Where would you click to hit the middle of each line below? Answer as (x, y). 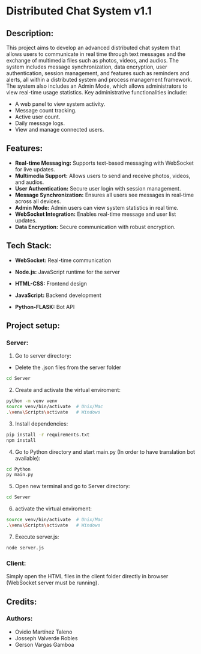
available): (28, 458)
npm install (21, 440)
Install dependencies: (41, 423)
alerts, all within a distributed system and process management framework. (99, 80)
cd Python (19, 469)
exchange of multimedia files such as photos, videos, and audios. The (92, 60)
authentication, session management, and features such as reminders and (98, 73)
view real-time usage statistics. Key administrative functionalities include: (97, 92)
